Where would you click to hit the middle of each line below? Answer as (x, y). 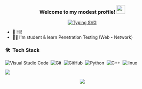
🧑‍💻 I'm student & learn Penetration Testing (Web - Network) (72, 37)
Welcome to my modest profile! (78, 12)
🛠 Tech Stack (23, 50)
